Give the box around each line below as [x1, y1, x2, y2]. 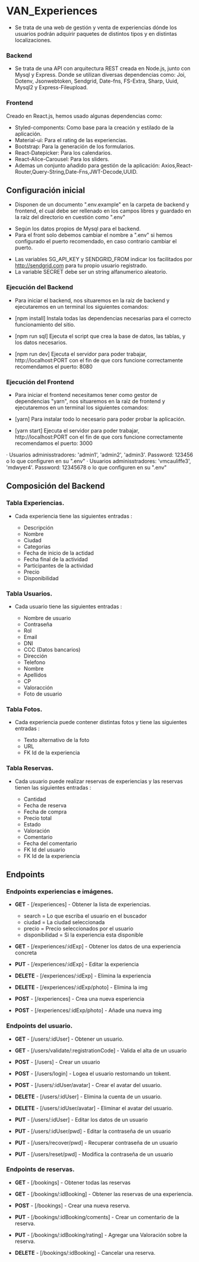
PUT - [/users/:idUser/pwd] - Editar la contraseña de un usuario [14, 1128, 171, 1135]
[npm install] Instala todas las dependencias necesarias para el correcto [14, 314, 191, 322]
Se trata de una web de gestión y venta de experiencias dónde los [14, 24, 177, 31]
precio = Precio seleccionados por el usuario [23, 925, 134, 932]
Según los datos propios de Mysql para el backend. [14, 225, 141, 233]
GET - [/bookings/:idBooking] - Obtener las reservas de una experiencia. [14, 1190, 193, 1197]
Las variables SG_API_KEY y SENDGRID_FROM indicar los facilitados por [14, 256, 192, 263]
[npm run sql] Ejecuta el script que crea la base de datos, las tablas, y [14, 332, 186, 340]
